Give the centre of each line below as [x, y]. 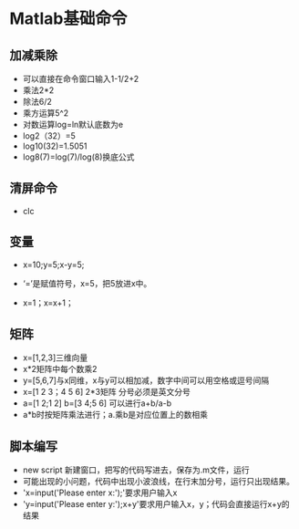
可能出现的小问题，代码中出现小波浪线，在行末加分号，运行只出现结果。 [158, 482]
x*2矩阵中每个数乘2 [60, 369]
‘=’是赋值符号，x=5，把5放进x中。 [87, 283]
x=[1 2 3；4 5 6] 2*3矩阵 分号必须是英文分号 [107, 392]
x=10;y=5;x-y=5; [53, 264]
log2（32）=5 [49, 136]
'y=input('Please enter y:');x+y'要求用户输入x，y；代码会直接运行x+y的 [156, 504]
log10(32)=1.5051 [55, 146]
